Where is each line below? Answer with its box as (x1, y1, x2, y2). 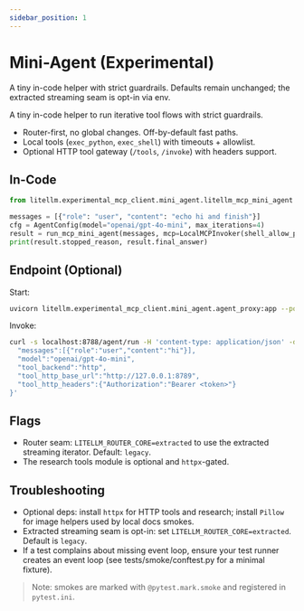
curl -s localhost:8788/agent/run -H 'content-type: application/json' (9, 338, 285, 347)
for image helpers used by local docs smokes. (22, 516, 195, 527)
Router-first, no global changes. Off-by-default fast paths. (22, 127, 239, 137)
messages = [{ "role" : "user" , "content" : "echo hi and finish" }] (9, 212, 261, 221)
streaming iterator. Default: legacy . (22, 446, 152, 457)
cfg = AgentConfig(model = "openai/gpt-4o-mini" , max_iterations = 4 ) (9, 221, 265, 230)
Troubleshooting (9, 483, 106, 498)
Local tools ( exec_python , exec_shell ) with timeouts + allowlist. (22, 136, 256, 147)
